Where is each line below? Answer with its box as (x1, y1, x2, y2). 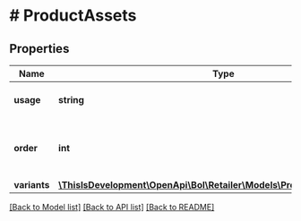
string (57, 94, 85, 106)
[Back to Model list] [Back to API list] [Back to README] (9, 202, 215, 212)
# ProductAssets (9, 5, 137, 26)
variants (13, 179, 50, 191)
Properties (9, 41, 70, 56)
